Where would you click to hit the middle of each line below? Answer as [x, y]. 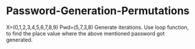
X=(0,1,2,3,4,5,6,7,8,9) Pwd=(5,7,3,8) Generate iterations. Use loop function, [97, 27]
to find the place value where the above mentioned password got [85, 33]
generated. [19, 40]
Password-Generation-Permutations [98, 11]
